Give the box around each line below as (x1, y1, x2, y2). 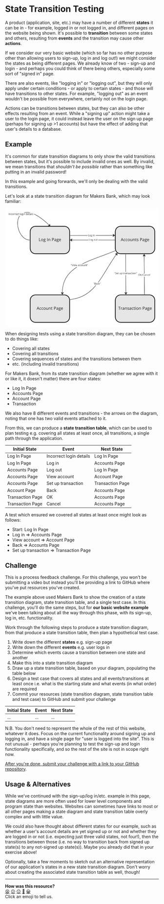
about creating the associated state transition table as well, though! (5, 869, 141, 875)
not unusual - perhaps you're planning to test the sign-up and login (5, 741, 140, 747)
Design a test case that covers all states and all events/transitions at (12, 675, 149, 681)
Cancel (46, 501, 61, 507)
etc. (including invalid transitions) (12, 361, 79, 367)
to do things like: (5, 336, 39, 342)
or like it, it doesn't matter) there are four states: (5, 375, 102, 381)
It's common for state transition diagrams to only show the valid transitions (5, 153, 155, 159)
